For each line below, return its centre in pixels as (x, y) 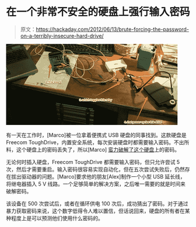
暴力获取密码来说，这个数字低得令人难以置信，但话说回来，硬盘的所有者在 (95, 211)
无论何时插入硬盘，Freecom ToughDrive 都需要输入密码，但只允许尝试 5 (93, 162)
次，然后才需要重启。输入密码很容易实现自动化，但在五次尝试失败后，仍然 (95, 169)
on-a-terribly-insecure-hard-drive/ (62, 36)
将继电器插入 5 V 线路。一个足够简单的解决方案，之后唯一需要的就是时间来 (96, 184)
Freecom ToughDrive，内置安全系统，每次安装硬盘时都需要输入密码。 (90, 142)
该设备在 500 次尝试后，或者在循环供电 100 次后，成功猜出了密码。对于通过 (97, 203)
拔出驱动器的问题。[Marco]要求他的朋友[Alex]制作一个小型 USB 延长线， (98, 176)
